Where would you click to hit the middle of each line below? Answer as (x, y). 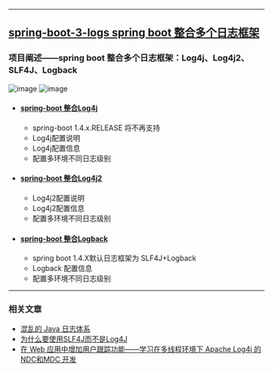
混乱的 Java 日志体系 (55, 328)
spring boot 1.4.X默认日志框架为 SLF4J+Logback (114, 258)
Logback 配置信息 (62, 269)
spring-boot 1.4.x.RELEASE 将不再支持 (96, 128)
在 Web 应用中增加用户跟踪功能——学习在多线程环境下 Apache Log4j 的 (141, 349)
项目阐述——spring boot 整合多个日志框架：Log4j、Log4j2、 (129, 58)
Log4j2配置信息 (58, 208)
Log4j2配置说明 (58, 198)
